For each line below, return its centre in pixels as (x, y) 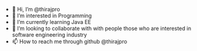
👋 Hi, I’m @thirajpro (36, 9)
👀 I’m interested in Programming (52, 16)
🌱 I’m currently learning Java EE (52, 22)
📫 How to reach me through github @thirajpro (70, 41)
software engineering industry (49, 35)
